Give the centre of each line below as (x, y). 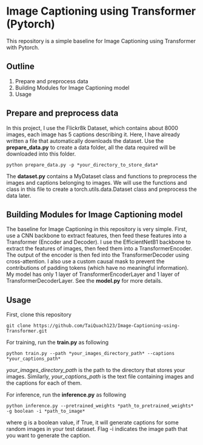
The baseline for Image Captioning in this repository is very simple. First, (97, 229)
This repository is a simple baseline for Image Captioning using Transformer (101, 41)
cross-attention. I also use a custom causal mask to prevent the (85, 261)
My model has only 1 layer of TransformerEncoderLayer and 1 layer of (93, 274)
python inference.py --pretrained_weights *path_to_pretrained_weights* (100, 406)
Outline (20, 67)
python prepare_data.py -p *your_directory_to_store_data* (82, 165)
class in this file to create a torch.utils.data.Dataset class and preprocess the (101, 189)
